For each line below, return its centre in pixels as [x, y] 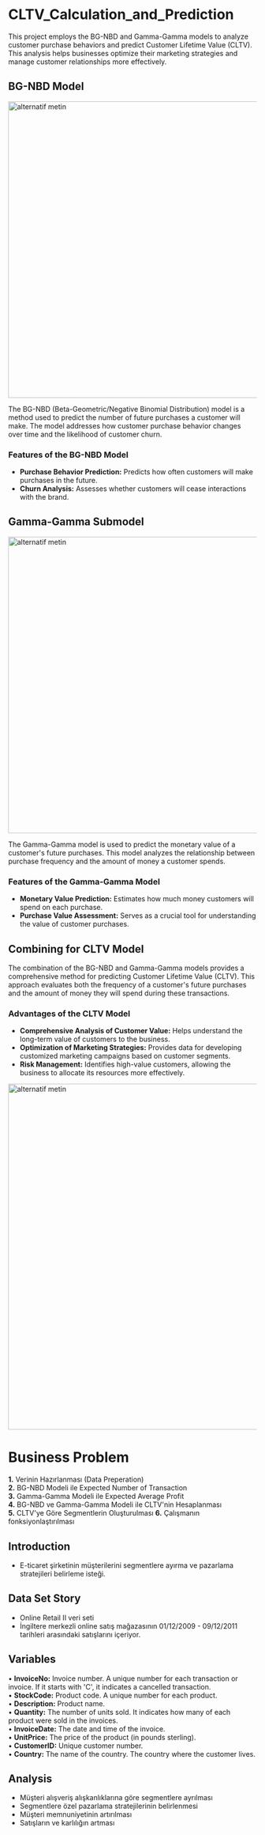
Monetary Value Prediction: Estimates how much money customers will [137, 899]
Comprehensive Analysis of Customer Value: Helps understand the [131, 1031]
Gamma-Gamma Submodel [76, 522]
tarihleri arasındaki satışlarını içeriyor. [80, 1634]
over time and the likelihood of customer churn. [85, 434]
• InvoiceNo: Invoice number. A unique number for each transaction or [123, 1678]
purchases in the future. [58, 481]
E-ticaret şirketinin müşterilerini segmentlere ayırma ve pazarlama [127, 1565]
